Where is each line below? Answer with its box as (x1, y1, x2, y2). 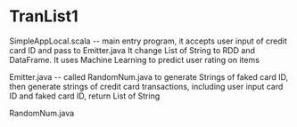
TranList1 (9, 6, 78, 27)
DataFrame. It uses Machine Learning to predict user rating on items (9, 54, 260, 65)
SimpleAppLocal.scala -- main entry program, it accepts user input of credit (9, 36, 287, 46)
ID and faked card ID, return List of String (9, 91, 161, 101)
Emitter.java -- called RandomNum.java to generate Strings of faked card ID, (9, 71, 289, 82)
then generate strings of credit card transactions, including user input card (9, 81, 284, 91)
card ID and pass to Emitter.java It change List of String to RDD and (9, 44, 256, 55)
